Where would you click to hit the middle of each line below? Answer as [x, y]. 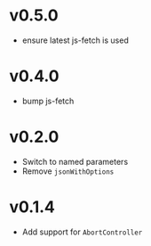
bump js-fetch [48, 101]
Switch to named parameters [75, 161]
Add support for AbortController [82, 232]
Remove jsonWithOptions [68, 171]
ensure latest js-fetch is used [75, 40]
